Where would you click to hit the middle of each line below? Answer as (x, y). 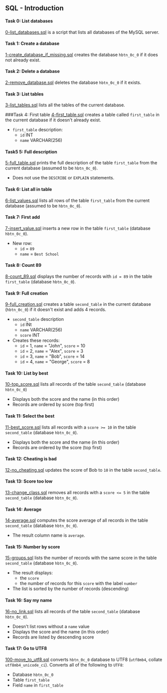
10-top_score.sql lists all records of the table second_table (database (76, 384)
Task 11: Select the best (30, 416)
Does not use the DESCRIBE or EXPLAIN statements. (63, 178)
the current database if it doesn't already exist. (53, 120)
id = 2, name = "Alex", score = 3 (52, 351)
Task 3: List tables (24, 94)
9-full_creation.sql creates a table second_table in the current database (78, 304)
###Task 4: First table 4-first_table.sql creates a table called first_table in (82, 115)
